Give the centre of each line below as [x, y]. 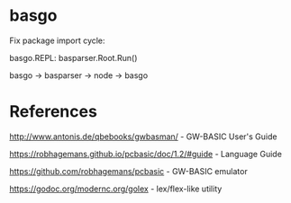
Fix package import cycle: [57, 40]
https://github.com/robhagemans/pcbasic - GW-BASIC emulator [128, 171]
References [53, 112]
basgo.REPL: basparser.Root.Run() [73, 57]
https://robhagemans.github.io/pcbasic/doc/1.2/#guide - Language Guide [145, 154]
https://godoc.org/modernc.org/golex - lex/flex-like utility [116, 189]
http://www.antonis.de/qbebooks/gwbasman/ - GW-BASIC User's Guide [143, 137]
